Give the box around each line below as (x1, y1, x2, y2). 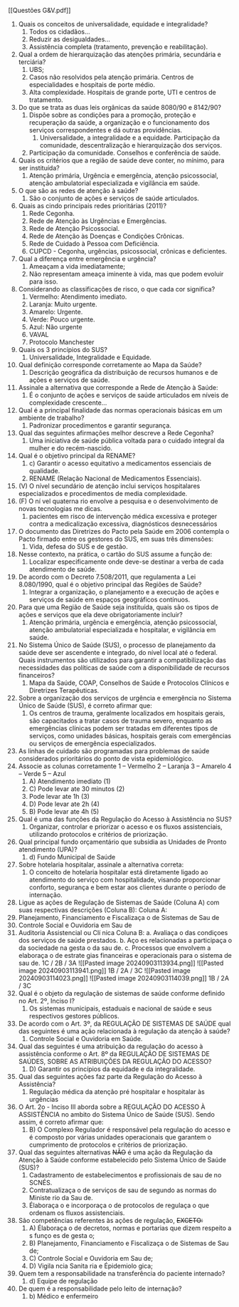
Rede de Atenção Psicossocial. (28, 224, 120, 232)
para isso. (28, 277, 58, 286)
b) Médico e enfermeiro (28, 1292, 99, 1300)
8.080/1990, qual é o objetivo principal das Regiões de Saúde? (18, 580, 202, 589)
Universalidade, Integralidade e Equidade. (28, 353, 152, 361)
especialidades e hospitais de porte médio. (28, 81, 156, 88)
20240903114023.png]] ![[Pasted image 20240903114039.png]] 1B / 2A (18, 974, 230, 982)
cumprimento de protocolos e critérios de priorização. (28, 1140, 188, 1149)
